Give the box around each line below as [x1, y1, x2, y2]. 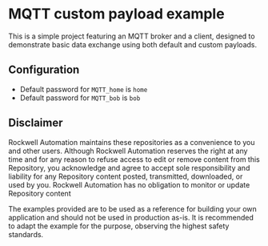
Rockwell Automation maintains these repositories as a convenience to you [8, 137, 255, 147]
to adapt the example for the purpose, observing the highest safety [8, 221, 230, 231]
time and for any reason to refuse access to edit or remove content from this [8, 154, 260, 164]
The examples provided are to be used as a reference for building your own [8, 204, 258, 213]
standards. [8, 229, 44, 239]
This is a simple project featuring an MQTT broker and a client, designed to [8, 31, 255, 41]
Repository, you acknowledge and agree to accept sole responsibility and [8, 163, 250, 172]
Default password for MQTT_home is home [19, 84, 148, 94]
